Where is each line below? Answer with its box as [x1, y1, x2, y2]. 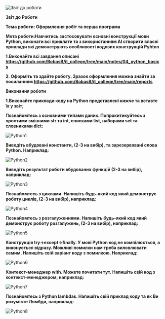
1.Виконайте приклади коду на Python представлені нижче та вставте [5, 98, 158, 104]
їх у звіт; [5, 103, 24, 108]
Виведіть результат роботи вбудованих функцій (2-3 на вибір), [5, 167, 143, 172]
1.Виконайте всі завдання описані [5, 53, 80, 59]
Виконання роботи [5, 88, 46, 94]
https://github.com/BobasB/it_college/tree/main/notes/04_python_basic [5, 59, 160, 64]
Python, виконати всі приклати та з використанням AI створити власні [5, 38, 159, 44]
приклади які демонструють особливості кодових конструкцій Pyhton [5, 44, 160, 49]
